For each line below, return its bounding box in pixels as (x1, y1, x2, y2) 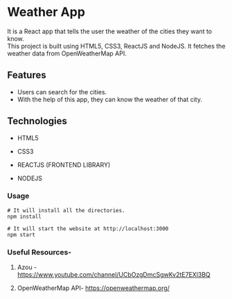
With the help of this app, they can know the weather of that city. (17, 95, 203, 103)
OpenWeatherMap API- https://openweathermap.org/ (17, 284, 170, 292)
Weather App (7, 4, 85, 20)
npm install (7, 213, 42, 220)
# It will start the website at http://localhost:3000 (7, 225, 169, 232)
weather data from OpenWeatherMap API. (7, 49, 127, 58)
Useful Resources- (7, 247, 72, 257)
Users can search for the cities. (17, 87, 107, 96)
